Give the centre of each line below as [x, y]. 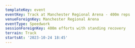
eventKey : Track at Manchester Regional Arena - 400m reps [68, 14]
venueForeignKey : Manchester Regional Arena [52, 19]
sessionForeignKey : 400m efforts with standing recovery [66, 28]
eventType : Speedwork [28, 24]
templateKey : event [25, 10]
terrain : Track [21, 33]
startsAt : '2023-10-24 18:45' [37, 38]
